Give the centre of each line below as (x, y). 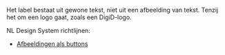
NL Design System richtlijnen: (48, 31)
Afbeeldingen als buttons (52, 44)
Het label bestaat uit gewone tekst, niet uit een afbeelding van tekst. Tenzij (112, 10)
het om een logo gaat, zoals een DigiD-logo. (69, 17)
